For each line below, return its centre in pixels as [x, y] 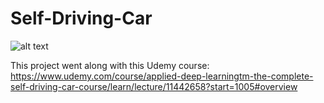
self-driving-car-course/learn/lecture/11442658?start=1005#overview [154, 86]
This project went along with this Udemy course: [110, 65]
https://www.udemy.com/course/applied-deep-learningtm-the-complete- [162, 76]
